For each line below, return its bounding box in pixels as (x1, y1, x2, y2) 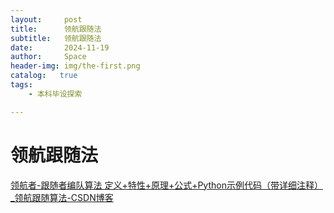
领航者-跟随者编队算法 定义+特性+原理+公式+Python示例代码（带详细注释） (10, 179, 323, 191)
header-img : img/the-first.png (10, 61, 141, 71)
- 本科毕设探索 (28, 89, 83, 99)
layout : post (10, 14, 83, 25)
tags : (10, 80, 33, 90)
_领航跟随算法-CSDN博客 (10, 191, 114, 203)
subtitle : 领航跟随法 (10, 33, 102, 43)
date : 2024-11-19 (10, 42, 110, 53)
